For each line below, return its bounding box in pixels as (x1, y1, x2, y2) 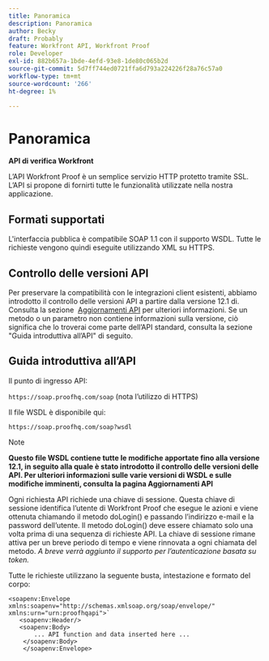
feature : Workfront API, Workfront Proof (8, 42, 151, 50)
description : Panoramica (8, 19, 92, 28)
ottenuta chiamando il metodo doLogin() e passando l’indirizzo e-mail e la (8, 512, 254, 522)
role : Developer (8, 49, 63, 58)
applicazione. (8, 189, 53, 199)
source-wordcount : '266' (8, 79, 92, 88)
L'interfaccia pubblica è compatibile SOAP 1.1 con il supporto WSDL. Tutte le (8, 234, 262, 244)
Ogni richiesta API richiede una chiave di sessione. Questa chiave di (8, 494, 235, 504)
